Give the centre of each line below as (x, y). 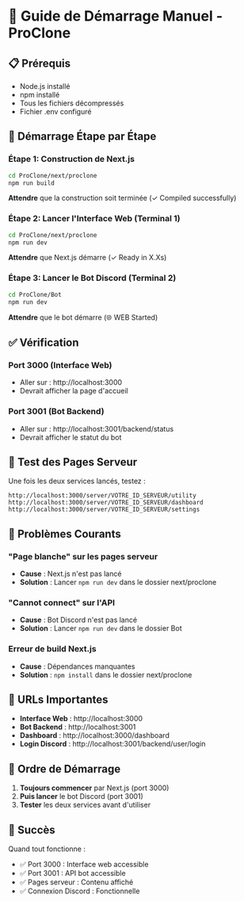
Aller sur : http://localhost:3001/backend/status (97, 428)
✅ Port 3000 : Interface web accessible (84, 865)
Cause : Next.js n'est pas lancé (71, 574)
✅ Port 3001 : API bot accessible (72, 873)
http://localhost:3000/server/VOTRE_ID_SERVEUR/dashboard (106, 503)
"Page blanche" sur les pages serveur (83, 556)
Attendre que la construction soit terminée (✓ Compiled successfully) (122, 198)
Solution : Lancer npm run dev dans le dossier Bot (101, 628)
